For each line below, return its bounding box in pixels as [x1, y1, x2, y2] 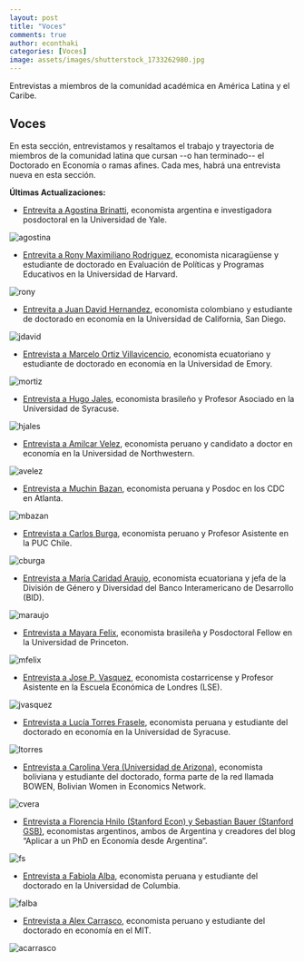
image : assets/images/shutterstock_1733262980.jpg [9, 55, 205, 64]
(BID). [22, 592, 45, 603]
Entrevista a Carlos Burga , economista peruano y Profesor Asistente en [22, 527, 289, 538]
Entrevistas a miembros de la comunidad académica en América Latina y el [9, 81, 290, 91]
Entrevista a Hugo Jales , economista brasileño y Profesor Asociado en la [22, 393, 295, 404]
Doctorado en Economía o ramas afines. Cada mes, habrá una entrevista [9, 160, 281, 171]
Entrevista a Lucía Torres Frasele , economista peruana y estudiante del [22, 716, 289, 727]
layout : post [9, 13, 59, 23]
